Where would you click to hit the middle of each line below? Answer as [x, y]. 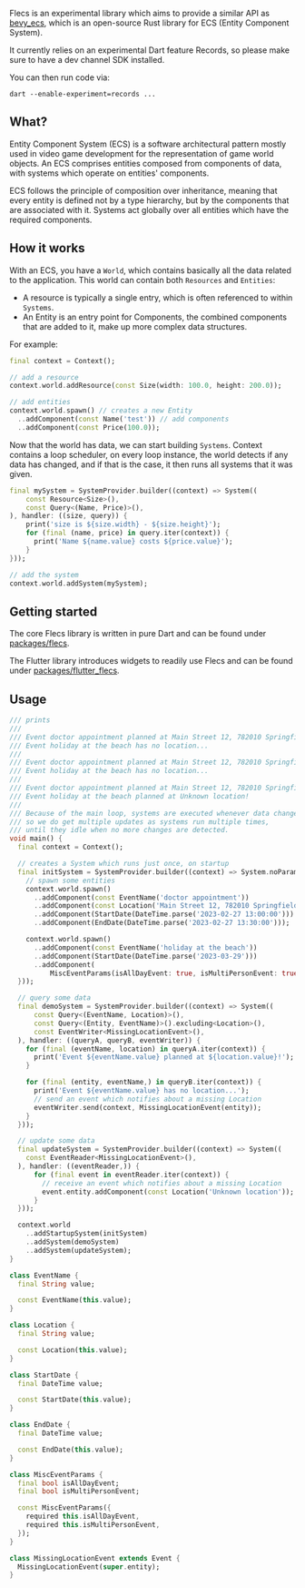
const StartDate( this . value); [74, 1400]
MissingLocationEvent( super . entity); [89, 1567]
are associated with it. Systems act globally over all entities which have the [149, 209]
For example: [34, 344]
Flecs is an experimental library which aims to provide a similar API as [140, 13]
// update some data [56, 1141]
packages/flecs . [39, 643]
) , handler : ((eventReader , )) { [79, 1166]
